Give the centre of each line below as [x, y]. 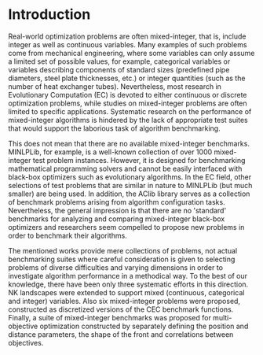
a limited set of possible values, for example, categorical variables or [119, 61]
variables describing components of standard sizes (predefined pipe [119, 69]
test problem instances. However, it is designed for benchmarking [139, 160]
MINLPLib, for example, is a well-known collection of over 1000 [110, 152]
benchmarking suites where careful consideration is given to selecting [122, 259]
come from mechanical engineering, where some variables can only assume [131, 53]
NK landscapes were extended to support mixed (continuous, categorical [126, 292]
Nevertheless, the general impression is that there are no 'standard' [117, 210]
